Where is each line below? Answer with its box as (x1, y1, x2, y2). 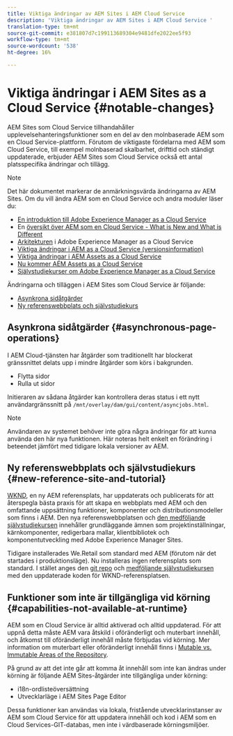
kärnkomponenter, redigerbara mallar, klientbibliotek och (7, 528, 170, 537)
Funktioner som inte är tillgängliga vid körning (7, 591, 211, 603)
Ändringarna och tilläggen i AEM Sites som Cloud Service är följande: (7, 280, 206, 289)
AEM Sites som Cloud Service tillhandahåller (7, 123, 134, 131)
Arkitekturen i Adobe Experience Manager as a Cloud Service (17, 237, 193, 246)
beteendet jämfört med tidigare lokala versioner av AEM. (7, 441, 169, 450)
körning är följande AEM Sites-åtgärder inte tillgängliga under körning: (7, 671, 208, 680)
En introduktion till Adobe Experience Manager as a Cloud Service (17, 215, 207, 224)
